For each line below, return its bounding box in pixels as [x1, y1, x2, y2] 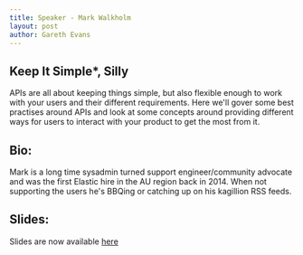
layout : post [9, 22, 59, 31]
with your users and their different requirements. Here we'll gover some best [9, 97, 294, 109]
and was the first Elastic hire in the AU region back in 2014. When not [9, 176, 267, 186]
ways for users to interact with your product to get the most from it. [9, 117, 260, 127]
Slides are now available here [9, 236, 119, 247]
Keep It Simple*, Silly [9, 63, 129, 79]
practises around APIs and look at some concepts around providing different [9, 107, 294, 118]
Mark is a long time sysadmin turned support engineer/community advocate [9, 166, 292, 177]
